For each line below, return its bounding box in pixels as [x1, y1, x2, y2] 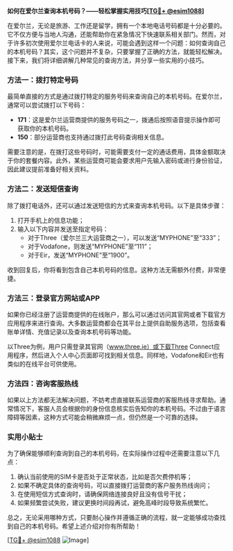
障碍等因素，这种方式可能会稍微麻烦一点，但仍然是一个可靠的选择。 [7, 413, 202, 422]
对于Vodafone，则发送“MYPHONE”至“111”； [27, 242, 153, 251]
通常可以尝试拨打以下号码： [7, 101, 87, 110]
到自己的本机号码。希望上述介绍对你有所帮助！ [7, 522, 141, 530]
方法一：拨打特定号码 [7, 75, 78, 85]
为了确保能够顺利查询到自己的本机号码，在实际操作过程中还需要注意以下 [7, 449, 214, 457]
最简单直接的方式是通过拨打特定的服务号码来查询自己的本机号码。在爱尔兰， [7, 92, 226, 101]
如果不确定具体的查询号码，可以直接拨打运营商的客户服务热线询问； [17, 482, 212, 490]
